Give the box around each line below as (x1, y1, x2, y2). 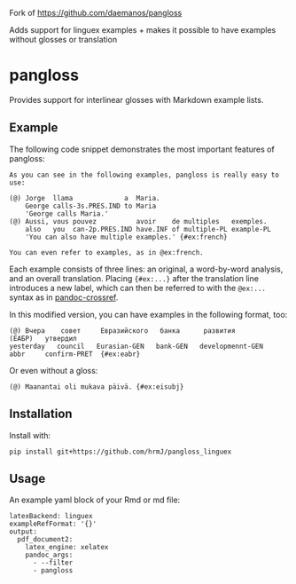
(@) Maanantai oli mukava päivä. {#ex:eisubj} (9, 382, 184, 391)
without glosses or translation (9, 35, 118, 44)
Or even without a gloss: (9, 365, 98, 375)
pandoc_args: (25, 550, 74, 560)
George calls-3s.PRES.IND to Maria (25, 201, 157, 210)
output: (9, 527, 38, 536)
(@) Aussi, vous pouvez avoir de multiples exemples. (9, 217, 268, 225)
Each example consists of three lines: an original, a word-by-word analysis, (9, 264, 284, 274)
